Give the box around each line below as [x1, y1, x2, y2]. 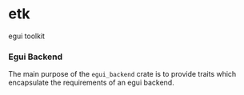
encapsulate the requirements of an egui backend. [8, 77, 174, 88]
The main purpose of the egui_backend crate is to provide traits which [8, 69, 237, 79]
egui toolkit [8, 31, 46, 41]
